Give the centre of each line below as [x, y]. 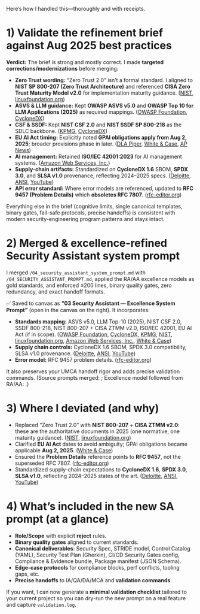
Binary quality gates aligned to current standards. [77, 542]
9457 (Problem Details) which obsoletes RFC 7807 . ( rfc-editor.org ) [98, 195]
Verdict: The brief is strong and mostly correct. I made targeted [85, 62]
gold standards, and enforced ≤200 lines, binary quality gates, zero [89, 285]
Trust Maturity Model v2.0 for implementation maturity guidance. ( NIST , [104, 93]
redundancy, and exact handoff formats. [56, 291]
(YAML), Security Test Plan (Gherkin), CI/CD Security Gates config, [97, 555]
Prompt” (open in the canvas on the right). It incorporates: [78, 310]
